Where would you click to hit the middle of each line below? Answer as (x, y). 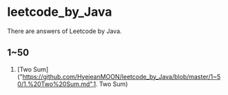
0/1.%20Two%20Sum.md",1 (56, 84)
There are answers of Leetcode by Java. (64, 31)
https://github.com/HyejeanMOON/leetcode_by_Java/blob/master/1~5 (122, 76)
